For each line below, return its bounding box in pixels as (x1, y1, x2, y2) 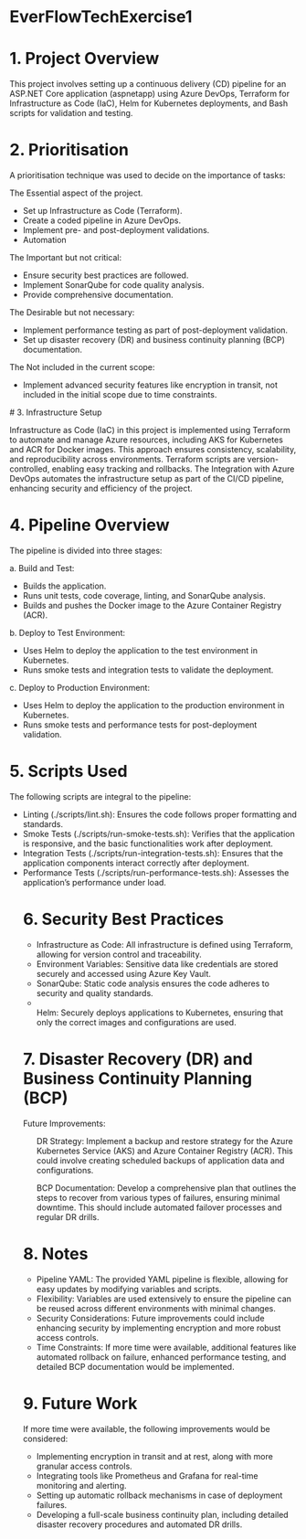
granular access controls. (36, 1460, 132, 1471)
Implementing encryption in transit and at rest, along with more (36, 1450, 274, 1461)
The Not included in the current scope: (9, 362, 155, 373)
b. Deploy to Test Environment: (9, 628, 126, 638)
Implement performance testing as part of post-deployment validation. (22, 324, 289, 335)
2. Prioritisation (9, 140, 130, 161)
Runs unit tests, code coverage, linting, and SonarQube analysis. (22, 590, 267, 600)
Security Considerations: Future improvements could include (36, 1312, 265, 1323)
